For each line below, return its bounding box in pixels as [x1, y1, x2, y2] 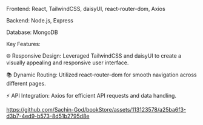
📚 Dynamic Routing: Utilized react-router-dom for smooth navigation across [6, 71, 197, 78]
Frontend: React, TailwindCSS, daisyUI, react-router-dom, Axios [6, 5, 165, 12]
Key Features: [6, 41, 41, 47]
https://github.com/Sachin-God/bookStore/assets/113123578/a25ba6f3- [6, 106, 187, 113]
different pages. [6, 80, 47, 87]
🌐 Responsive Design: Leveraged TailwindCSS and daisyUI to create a [6, 52, 182, 59]
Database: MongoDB [6, 29, 59, 36]
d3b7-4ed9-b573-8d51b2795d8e [6, 112, 90, 120]
